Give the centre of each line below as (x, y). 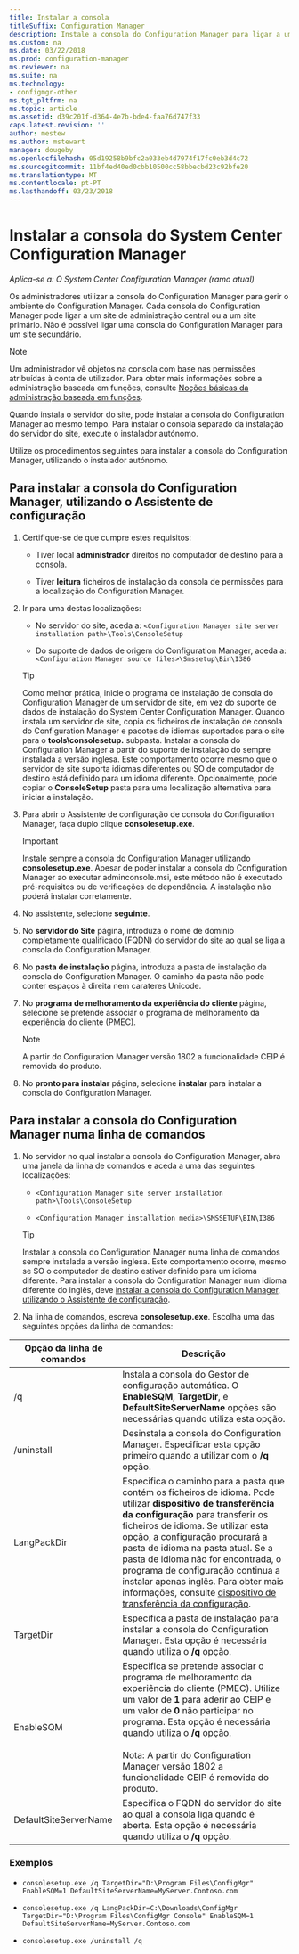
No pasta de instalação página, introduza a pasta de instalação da (144, 967)
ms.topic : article (43, 109)
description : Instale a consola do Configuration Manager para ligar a (145, 34)
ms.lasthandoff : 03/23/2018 (61, 192)
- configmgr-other (43, 92)
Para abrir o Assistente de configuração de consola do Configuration (148, 814)
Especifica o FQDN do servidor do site (202, 1803)
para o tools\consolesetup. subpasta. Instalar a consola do (131, 740)
